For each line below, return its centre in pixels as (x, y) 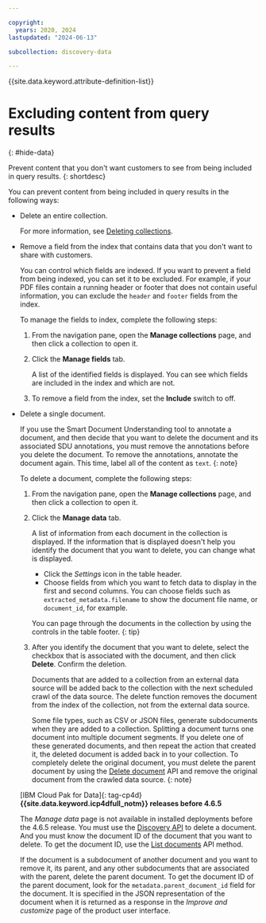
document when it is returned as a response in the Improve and (123, 902)
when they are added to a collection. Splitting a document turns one (143, 729)
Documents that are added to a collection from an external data (135, 680)
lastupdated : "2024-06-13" (53, 37)
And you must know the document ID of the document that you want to (136, 836)
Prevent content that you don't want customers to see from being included (130, 168)
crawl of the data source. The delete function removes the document (144, 697)
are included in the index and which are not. (103, 383)
